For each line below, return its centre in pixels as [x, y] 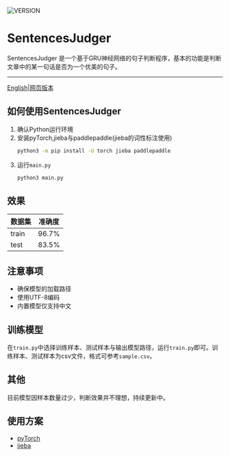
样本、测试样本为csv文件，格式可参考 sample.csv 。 [84, 356]
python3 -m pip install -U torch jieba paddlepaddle [94, 151]
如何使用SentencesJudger [64, 111]
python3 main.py [40, 178]
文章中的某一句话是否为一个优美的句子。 [64, 67]
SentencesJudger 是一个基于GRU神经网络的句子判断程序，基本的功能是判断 [114, 58]
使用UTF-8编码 [38, 298]
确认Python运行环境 [45, 129]
